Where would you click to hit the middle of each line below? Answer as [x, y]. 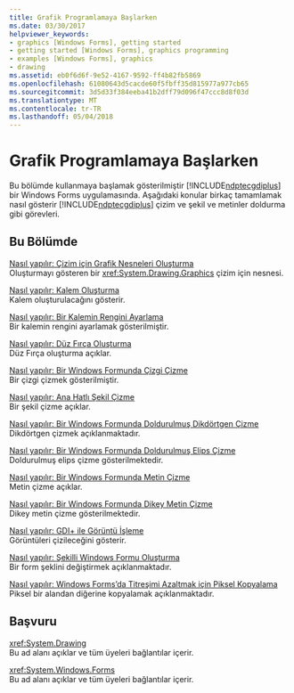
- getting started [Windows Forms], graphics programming [119, 51]
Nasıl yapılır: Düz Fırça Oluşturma [70, 343]
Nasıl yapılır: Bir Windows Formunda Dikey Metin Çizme [111, 503]
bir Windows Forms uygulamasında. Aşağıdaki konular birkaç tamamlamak [146, 195]
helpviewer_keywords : [49, 34]
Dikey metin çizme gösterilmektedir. [75, 513]
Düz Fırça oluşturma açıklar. [61, 353]
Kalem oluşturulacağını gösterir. [67, 299]
